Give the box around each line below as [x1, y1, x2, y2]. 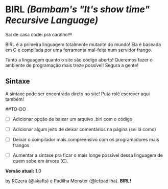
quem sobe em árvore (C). [12, 158, 68, 164]
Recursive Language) [5, 14, 99, 26]
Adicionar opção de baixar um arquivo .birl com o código [12, 116, 133, 122]
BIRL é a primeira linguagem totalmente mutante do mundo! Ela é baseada [5, 41, 161, 47]
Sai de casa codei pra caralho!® [5, 31, 73, 37]
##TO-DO [5, 106, 27, 112]
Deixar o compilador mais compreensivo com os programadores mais [12, 136, 159, 142]
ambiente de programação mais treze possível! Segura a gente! [5, 62, 139, 68]
